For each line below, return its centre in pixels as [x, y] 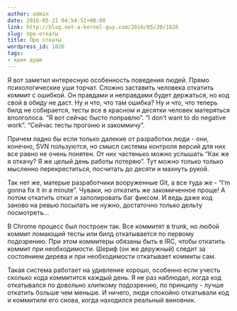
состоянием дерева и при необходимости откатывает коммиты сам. [112, 256]
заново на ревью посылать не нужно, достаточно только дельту [105, 205]
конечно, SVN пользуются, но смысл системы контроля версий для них [117, 146]
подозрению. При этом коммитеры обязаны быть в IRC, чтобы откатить [116, 241]
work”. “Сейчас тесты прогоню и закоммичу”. [76, 125]
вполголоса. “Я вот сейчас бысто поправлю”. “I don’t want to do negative [117, 117]
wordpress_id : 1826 [36, 47]
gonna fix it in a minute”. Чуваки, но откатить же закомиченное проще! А [116, 190]
